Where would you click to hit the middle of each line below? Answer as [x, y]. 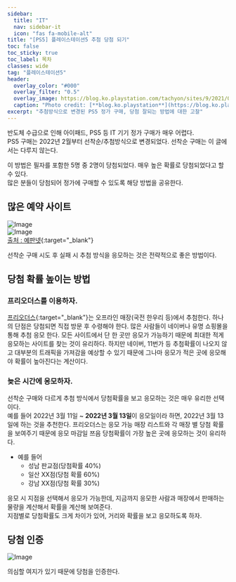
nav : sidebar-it [37, 27]
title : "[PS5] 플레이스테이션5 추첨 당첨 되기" [68, 40]
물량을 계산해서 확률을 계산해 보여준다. [60, 507]
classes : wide [28, 66]
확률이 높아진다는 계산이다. [51, 362]
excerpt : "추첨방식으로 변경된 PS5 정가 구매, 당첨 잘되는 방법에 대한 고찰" [105, 112]
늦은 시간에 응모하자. [40, 381]
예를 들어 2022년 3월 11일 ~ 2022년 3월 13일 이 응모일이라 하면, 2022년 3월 [112, 416]
